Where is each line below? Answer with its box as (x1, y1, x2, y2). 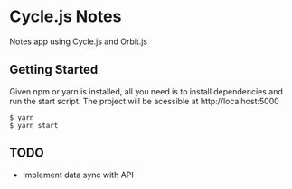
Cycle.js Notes (9, 6, 122, 27)
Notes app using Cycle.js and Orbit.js (9, 36, 147, 47)
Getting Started (9, 62, 99, 77)
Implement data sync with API (22, 169, 134, 180)
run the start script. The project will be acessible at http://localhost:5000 (9, 95, 280, 106)
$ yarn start (9, 121, 59, 130)
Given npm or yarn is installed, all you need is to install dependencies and (9, 85, 283, 96)
